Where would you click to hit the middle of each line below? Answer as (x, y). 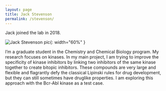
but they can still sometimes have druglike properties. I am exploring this (79, 78)
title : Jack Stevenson (28, 14)
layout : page (19, 10)
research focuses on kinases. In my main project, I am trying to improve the (82, 57)
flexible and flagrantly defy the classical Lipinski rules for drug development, (83, 73)
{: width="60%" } (68, 42)
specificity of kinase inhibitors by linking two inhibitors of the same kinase (81, 62)
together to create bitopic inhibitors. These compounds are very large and (81, 67)
